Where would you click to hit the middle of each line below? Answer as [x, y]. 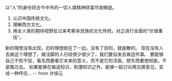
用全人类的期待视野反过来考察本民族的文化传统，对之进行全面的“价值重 [88, 31]
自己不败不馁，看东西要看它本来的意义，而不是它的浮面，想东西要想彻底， [84, 60]
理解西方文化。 [28, 25]
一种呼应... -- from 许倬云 [36, 73]
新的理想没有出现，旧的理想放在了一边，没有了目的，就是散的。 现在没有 [82, 48]
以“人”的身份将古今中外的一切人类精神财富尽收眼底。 [61, 7]
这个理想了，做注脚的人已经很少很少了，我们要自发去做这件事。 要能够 [89, 54]
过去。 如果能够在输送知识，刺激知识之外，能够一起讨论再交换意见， [87, 67]
